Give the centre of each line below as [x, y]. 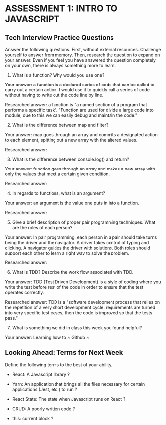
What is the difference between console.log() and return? [71, 159]
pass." [12, 318]
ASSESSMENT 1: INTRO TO [61, 9]
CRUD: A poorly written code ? [44, 409]
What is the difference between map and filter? [60, 125]
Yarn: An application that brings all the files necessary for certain [79, 384]
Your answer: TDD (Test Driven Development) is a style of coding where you [83, 282]
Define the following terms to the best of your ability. [59, 365]
